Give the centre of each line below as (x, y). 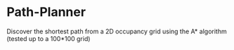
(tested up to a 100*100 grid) (48, 38)
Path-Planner (46, 12)
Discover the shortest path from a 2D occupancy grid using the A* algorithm (117, 31)
